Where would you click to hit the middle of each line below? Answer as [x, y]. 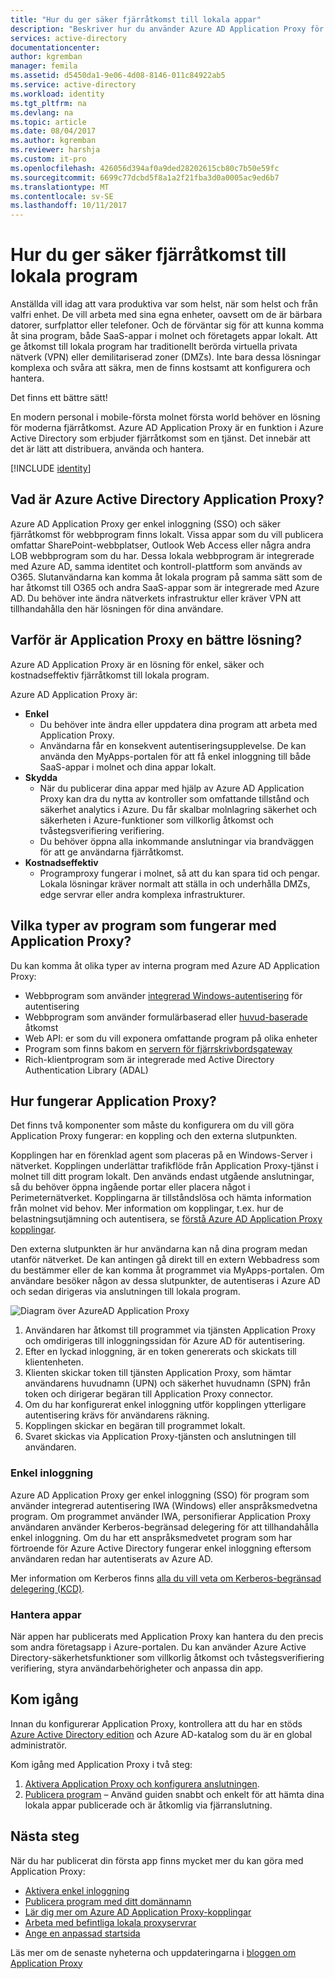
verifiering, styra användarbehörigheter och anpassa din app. [137, 1668]
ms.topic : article [48, 122]
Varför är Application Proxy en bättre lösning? [156, 640]
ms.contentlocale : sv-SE [62, 196]
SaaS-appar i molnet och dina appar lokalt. [128, 767]
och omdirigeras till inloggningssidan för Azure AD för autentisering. [165, 1341]
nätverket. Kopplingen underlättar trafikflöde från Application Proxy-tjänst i [164, 1166]
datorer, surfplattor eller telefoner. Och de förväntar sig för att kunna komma [167, 325]
